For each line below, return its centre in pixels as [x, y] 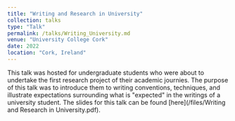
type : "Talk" [26, 27]
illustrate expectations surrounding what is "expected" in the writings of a [114, 94]
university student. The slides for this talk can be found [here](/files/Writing [116, 102]
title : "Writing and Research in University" [75, 14]
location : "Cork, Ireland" [47, 53]
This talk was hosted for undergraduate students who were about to [106, 72]
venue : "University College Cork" [58, 40]
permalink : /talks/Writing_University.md [69, 33]
